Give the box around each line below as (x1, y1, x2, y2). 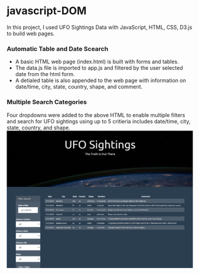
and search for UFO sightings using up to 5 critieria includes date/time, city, (6, 118, 191, 125)
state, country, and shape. (6, 124, 70, 131)
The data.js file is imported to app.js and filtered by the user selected (15, 64, 183, 71)
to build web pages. (6, 30, 55, 37)
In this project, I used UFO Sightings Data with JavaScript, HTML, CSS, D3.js (6, 24, 193, 31)
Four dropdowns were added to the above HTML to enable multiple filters (6, 111, 185, 119)
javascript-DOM (6, 4, 87, 18)
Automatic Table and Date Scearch (6, 44, 109, 53)
